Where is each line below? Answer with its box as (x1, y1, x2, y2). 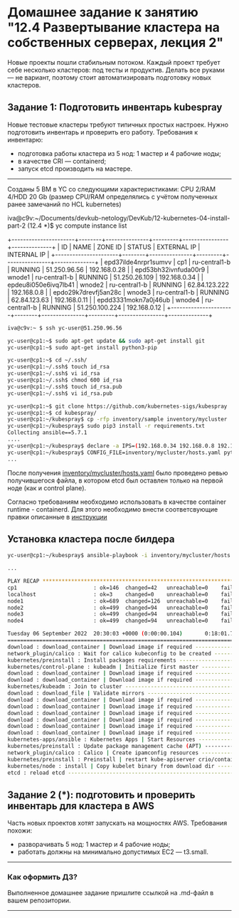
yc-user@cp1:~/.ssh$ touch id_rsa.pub (7, 383, 122, 390)
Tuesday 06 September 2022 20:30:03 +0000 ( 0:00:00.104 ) (7, 631, 183, 638)
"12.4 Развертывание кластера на (7, 19, 221, 36)
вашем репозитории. (7, 896, 71, 904)
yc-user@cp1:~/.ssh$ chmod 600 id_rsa (7, 376, 122, 384)
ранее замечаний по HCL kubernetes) (7, 200, 122, 209)
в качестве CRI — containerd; (17, 157, 107, 165)
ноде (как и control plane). (7, 483, 87, 492)
